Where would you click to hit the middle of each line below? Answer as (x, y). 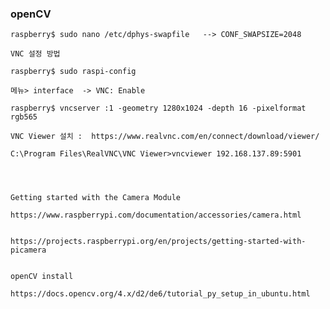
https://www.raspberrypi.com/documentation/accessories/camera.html (156, 215)
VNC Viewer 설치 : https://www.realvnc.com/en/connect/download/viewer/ (165, 137)
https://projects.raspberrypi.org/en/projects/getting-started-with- (158, 242)
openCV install (42, 277)
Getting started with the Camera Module (96, 198)
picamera (28, 250)
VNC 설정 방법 (35, 54)
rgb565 (24, 117)
